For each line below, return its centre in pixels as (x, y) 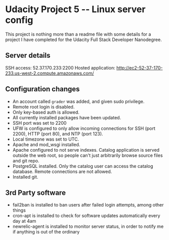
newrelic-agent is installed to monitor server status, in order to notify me (88, 226)
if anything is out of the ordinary (46, 232)
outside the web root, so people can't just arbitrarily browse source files (88, 155)
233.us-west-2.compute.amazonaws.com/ (50, 73)
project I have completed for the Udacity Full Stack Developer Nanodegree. (83, 40)
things (19, 210)
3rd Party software (35, 193)
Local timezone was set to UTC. (46, 139)
